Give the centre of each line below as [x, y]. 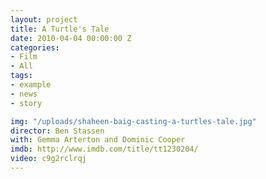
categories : [35, 47]
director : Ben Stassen [57, 131]
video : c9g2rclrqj [48, 159]
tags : [21, 76]
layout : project [44, 19]
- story [26, 103]
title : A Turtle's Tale [60, 29]
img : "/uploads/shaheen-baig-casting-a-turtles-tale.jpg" [133, 121]
